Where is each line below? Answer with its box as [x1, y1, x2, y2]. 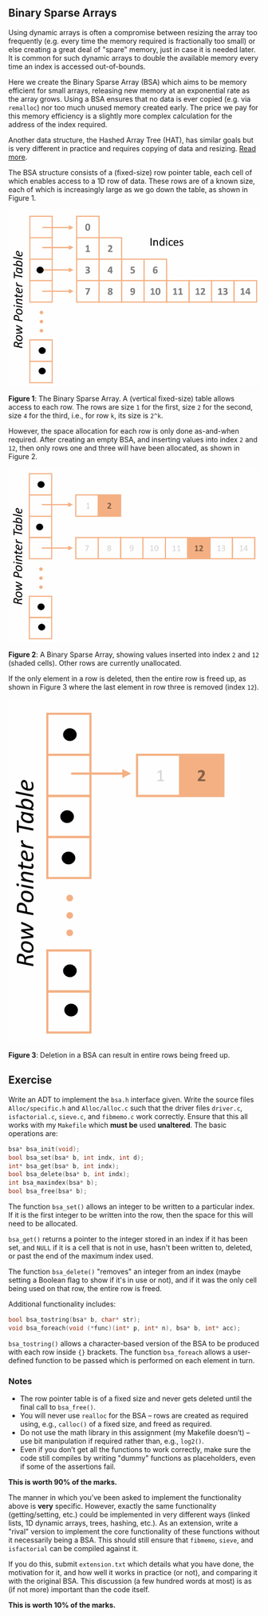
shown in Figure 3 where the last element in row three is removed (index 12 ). [8, 682, 259, 691]
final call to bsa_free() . [19, 1402, 96, 1412]
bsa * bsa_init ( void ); [8, 1145, 81, 1153]
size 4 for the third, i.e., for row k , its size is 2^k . [8, 410, 164, 420]
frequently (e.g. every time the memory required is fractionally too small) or [8, 36, 256, 46]
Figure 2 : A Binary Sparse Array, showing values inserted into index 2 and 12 [8, 650, 259, 659]
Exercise [8, 1074, 53, 1087]
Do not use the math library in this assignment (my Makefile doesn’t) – [19, 1428, 250, 1438]
